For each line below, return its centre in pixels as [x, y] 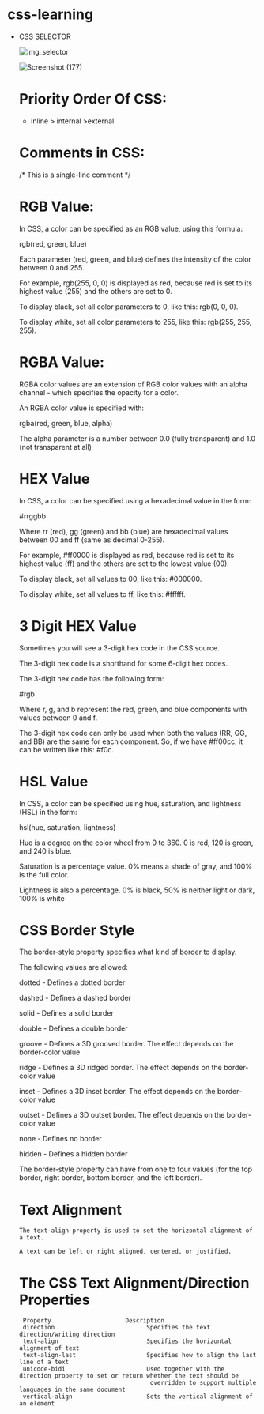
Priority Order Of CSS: [93, 99]
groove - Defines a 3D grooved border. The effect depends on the [126, 1044]
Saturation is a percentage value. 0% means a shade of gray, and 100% [136, 866]
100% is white [41, 898]
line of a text [44, 1362]
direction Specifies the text [117, 1328]
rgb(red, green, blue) [53, 243]
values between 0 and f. [58, 718]
